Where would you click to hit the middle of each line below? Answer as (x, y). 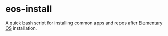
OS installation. (21, 28)
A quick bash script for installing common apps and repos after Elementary (84, 23)
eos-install (29, 9)
